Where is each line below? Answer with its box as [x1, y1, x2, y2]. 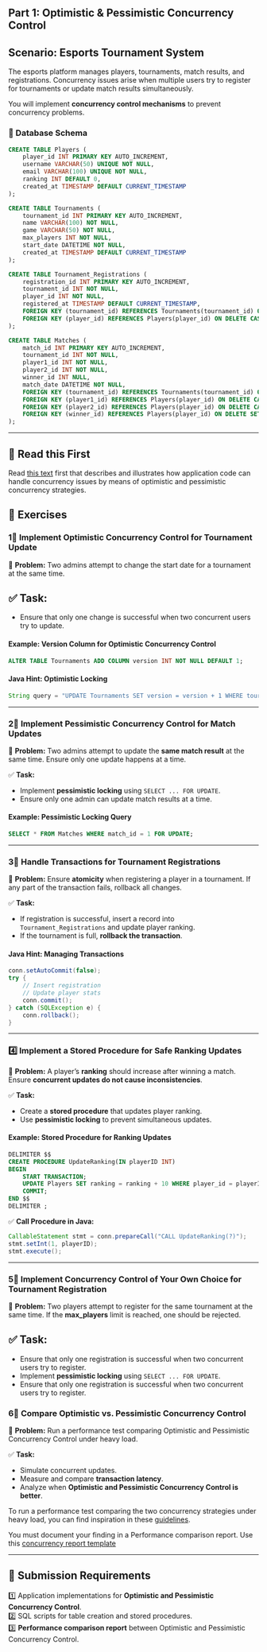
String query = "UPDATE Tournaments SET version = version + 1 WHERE [8, 692, 244, 700]
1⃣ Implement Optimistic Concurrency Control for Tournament [8, 532, 253, 543]
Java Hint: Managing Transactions [8, 949, 125, 959]
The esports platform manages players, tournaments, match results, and [8, 67, 245, 76]
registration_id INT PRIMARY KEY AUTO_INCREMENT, [22, 277, 191, 285]
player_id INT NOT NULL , [22, 293, 105, 301]
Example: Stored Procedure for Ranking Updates [8, 1133, 172, 1142]
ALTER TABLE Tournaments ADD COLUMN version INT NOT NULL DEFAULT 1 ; [8, 657, 244, 665]
